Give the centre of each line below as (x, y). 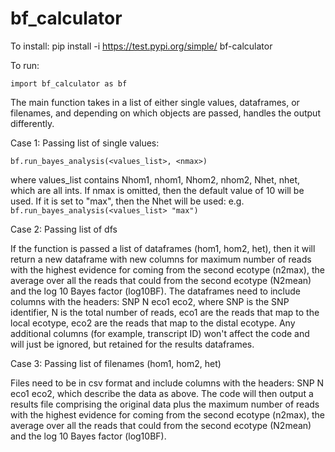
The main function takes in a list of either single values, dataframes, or (155, 102)
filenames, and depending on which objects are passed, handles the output (165, 113)
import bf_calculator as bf (69, 83)
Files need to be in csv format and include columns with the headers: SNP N (167, 383)
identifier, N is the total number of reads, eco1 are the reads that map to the (165, 312)
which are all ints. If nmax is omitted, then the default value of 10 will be (157, 190)
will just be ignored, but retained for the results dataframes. (132, 344)
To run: (25, 65)
